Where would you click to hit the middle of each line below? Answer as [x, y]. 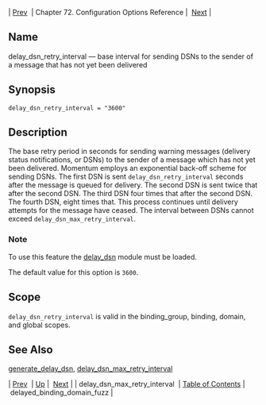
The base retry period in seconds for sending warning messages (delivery [129, 152]
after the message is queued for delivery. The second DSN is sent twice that [133, 185]
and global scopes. [39, 325]
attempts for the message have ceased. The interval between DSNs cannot [131, 210]
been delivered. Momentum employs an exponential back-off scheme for [127, 168]
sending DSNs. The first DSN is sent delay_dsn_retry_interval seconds [126, 177]
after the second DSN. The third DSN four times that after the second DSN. [130, 194]
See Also [31, 349]
